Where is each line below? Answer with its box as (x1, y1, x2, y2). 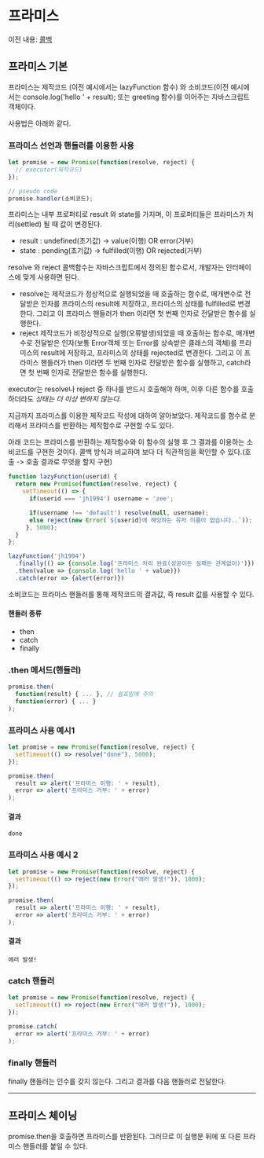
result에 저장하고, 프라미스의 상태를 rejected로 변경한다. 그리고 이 (40, 348, 243, 357)
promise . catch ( (8, 1022, 58, 1030)
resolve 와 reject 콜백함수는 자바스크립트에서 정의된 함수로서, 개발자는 (8, 262, 225, 272)
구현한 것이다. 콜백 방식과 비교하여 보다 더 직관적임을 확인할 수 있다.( (35, 447, 245, 456)
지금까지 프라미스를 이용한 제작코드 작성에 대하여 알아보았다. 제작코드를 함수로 (8, 411, 247, 420)
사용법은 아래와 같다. (8, 119, 71, 128)
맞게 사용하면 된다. (22, 273, 80, 282)
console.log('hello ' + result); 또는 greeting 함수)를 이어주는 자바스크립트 (22, 92, 250, 101)
